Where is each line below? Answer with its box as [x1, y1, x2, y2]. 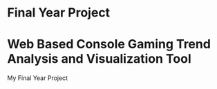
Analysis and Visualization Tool [7, 51, 191, 67]
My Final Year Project [7, 74, 68, 82]
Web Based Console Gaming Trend [7, 37, 211, 52]
